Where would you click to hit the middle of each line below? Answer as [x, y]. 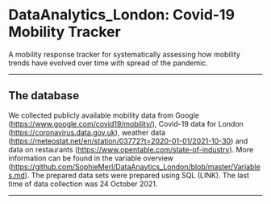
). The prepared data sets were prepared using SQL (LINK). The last [137, 175]
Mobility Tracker [65, 32]
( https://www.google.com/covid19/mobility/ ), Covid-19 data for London [126, 123]
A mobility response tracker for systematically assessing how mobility [124, 54]
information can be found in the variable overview [91, 158]
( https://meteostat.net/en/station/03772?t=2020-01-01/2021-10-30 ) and [128, 141]
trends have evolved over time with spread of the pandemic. [108, 63]
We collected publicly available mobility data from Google [104, 115]
